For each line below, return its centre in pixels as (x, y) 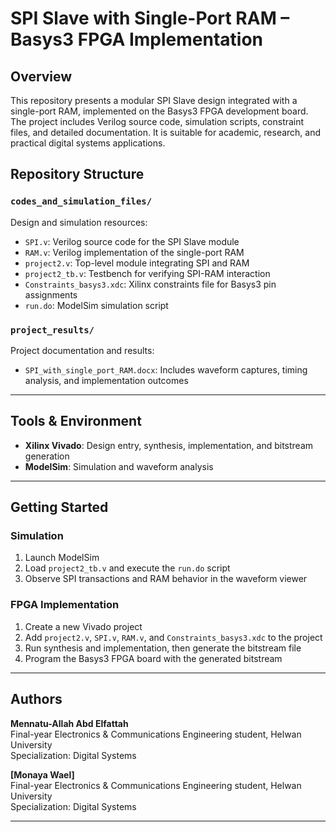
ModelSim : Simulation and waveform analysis (119, 466)
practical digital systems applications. (88, 143)
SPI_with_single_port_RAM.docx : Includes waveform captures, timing (166, 369)
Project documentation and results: (82, 350)
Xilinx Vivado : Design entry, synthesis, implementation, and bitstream (169, 445)
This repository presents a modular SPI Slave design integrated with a (154, 100)
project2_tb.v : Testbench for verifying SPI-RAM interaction (147, 273)
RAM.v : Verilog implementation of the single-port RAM (134, 252)
